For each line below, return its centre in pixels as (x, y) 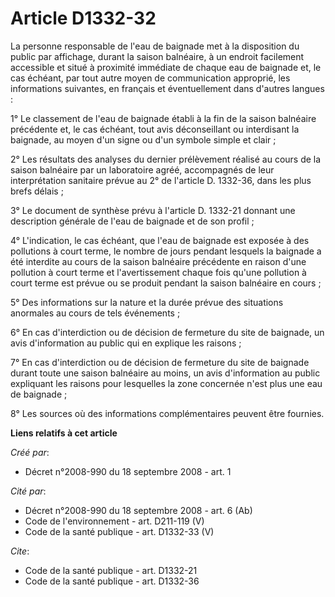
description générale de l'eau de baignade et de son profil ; (132, 221)
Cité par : (28, 491)
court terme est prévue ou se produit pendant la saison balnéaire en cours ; (166, 283)
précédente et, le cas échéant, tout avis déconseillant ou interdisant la (155, 129)
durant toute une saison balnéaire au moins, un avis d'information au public (165, 373)
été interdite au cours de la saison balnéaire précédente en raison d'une (158, 261)
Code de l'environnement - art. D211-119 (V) (114, 521)
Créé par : (30, 452)
